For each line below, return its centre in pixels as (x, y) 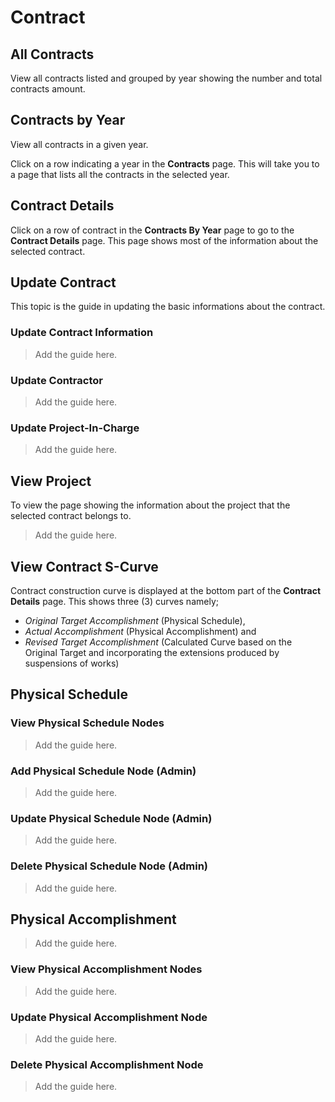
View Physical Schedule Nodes (87, 723)
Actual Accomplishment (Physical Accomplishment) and (140, 631)
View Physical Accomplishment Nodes (106, 969)
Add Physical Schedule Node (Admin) (103, 771)
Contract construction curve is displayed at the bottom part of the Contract (166, 590)
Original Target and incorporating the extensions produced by (152, 652)
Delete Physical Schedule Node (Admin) (109, 866)
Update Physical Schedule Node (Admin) (111, 818)
